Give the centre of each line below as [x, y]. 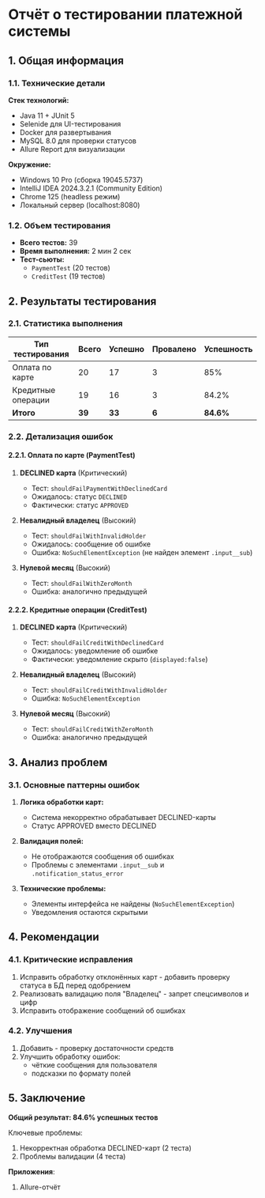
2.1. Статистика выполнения [66, 323]
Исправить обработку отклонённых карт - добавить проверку [125, 977]
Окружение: [30, 164]
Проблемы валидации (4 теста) [73, 1156]
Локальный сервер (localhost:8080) [80, 205]
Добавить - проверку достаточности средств [97, 1048]
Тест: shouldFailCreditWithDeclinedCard [97, 643]
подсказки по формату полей [81, 1073]
